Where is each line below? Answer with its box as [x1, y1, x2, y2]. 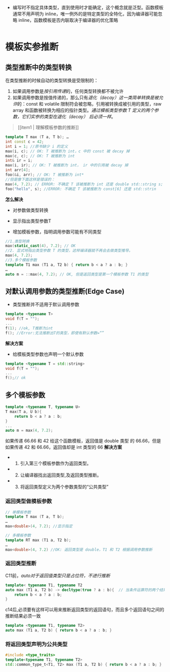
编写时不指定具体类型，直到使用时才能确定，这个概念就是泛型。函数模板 [12, 5, 163, 10]
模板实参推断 [5, 41, 59, 53]
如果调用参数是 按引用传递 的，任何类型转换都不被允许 [12, 88, 124, 94]
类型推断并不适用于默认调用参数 [12, 301, 79, 308]
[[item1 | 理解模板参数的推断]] [17, 124, 79, 130]
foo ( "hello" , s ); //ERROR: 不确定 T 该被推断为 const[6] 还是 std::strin [5, 186, 156, 191]
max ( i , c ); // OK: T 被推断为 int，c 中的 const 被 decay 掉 [5, 149, 130, 154]
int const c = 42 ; [5, 139, 44, 144]
